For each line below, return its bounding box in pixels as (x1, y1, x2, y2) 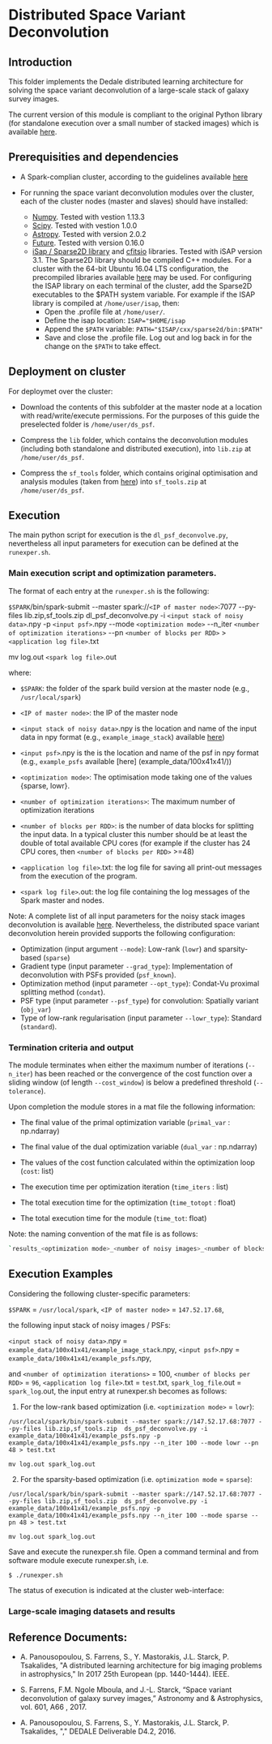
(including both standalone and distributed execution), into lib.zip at (19, 444, 252, 453)
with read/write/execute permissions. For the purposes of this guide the (19, 410, 260, 420)
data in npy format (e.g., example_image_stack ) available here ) (19, 732, 225, 741)
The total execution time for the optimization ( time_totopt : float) (19, 1198, 236, 1208)
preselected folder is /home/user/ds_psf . (19, 419, 155, 429)
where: (8, 668, 32, 677)
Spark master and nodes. (19, 895, 105, 905)
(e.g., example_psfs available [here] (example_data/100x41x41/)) (19, 756, 232, 766)
